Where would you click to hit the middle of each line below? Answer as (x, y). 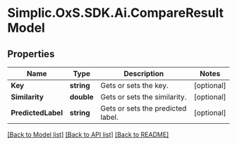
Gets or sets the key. (134, 86)
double (81, 97)
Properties (31, 54)
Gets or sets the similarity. (144, 97)
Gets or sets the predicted (144, 108)
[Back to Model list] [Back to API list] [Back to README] (88, 134)
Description (144, 74)
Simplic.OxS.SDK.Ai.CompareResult (116, 13)
